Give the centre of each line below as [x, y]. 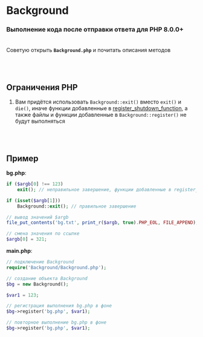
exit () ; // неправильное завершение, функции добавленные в [94, 189]
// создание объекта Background [47, 278]
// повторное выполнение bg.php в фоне [56, 322]
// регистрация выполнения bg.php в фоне [59, 306]
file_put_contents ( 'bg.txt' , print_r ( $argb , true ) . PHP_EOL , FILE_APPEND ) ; [102, 223]
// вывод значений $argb [37, 217]
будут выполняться [40, 121]
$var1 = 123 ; [23, 295]
